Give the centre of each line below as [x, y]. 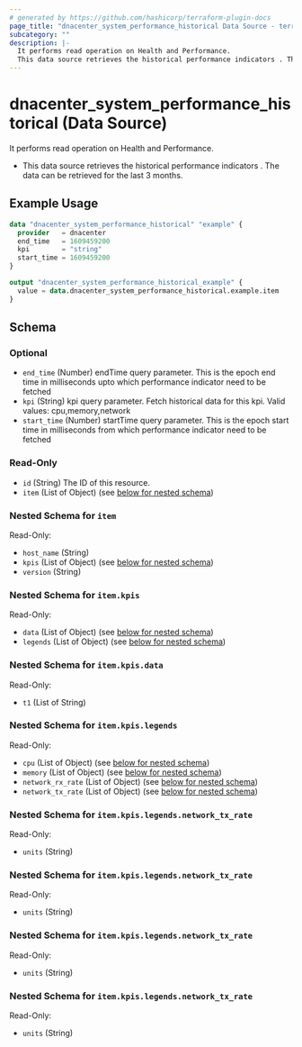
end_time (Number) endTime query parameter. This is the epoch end [149, 373]
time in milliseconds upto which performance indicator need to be [144, 382]
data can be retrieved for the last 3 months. [102, 175]
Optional [28, 352]
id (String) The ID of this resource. [86, 482]
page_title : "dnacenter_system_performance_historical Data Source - [142, 26]
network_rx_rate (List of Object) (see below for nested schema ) [140, 781]
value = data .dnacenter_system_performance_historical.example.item [148, 291]
